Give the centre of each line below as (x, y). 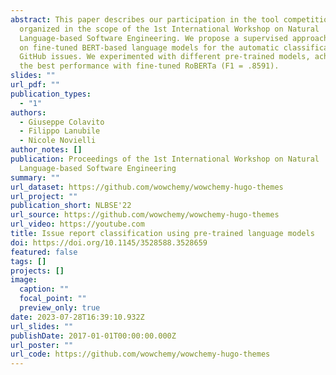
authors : (28, 112)
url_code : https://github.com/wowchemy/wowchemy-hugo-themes (140, 354)
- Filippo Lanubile (60, 131)
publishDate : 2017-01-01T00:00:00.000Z (93, 336)
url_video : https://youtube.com (77, 224)
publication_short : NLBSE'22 (71, 206)
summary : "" (35, 177)
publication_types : (51, 94)
